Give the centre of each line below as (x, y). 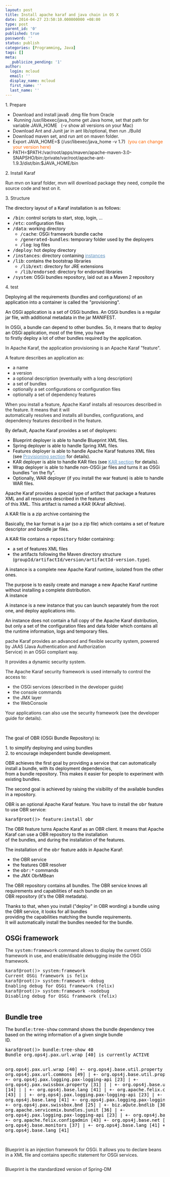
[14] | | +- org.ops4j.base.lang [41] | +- (60, 1090)
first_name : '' (26, 85)
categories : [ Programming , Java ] (40, 48)
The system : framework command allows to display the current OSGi (78, 951)
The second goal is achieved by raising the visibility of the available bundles (84, 789)
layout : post (19, 10)
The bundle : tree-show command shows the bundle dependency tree (80, 1029)
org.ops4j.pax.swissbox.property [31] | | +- (63, 1085)
